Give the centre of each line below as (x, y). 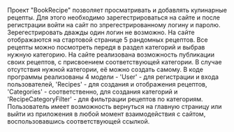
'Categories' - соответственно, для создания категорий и (93, 91)
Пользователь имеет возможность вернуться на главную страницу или (115, 107)
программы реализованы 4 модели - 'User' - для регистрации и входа (113, 77)
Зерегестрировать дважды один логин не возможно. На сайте (101, 32)
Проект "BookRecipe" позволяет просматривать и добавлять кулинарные (117, 10)
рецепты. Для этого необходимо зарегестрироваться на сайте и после (114, 17)
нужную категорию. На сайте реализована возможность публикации (111, 54)
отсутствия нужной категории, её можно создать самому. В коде (105, 69)
